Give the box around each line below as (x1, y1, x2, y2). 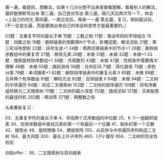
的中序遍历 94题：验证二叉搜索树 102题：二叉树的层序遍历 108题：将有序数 (5, 82, 157, 88)
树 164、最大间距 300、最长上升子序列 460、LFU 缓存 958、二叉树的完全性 (5, 134, 158, 139)
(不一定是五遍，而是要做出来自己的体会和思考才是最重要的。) (5, 23, 126, 28)
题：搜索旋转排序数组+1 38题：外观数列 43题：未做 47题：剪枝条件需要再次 (5, 58, 158, 63)
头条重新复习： (5, 105, 35, 110)
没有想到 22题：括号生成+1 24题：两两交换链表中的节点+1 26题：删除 (13, 46, 154, 51)
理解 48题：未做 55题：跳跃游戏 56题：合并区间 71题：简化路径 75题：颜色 (5, 64, 156, 69)
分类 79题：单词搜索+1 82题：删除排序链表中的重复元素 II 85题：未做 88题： (5, 70, 159, 75)
